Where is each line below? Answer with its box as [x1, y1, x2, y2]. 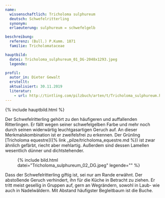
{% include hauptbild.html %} [5, 107, 65, 113]
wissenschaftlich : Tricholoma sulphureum [9, 12, 96, 17]
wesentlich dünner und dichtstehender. [5, 147, 84, 153]
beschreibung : [5, 34, 34, 39]
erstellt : [9, 80, 29, 85]
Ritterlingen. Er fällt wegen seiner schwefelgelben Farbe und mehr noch [5, 121, 151, 127]
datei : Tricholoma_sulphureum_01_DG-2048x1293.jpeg [9, 57, 118, 62]
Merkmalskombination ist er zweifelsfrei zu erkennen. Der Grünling [5, 132, 140, 138]
